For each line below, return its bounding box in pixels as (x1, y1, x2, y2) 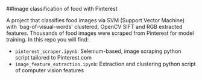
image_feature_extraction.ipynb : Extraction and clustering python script (14, 60, 196, 67)
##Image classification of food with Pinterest (6, 5, 118, 12)
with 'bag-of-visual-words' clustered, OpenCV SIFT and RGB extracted (6, 23, 183, 30)
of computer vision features (14, 67, 84, 74)
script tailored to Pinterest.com (14, 54, 92, 61)
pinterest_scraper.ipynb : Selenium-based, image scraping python (14, 48, 181, 55)
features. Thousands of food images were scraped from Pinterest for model (6, 29, 194, 37)
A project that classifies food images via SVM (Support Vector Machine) (6, 17, 185, 23)
